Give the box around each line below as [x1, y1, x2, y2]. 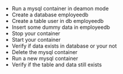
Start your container [11, 36, 61, 43]
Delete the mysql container [11, 49, 78, 55]
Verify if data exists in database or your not [11, 42, 117, 49]
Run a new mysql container [11, 55, 79, 62]
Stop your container [11, 30, 60, 37]
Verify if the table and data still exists [11, 61, 102, 68]
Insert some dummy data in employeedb [11, 23, 111, 31]
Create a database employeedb [11, 11, 89, 18]
